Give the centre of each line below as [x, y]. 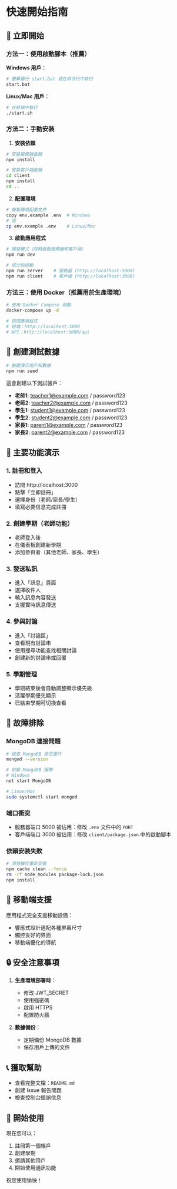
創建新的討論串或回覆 [40, 657]
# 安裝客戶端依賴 [24, 170]
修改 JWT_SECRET [46, 993]
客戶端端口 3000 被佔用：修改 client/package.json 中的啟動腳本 [93, 834]
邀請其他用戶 [30, 1160]
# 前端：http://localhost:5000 [43, 326]
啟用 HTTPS [38, 1008]
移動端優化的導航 [35, 942]
